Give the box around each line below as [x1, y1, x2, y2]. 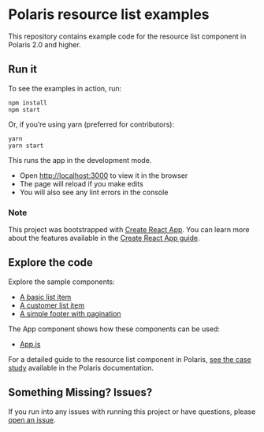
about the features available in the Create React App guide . [8, 234, 200, 243]
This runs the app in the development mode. [8, 155, 152, 164]
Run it [8, 63, 38, 76]
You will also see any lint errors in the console [19, 187, 169, 197]
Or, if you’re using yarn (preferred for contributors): [8, 120, 175, 129]
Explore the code [8, 256, 93, 269]
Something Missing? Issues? [8, 386, 153, 399]
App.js [19, 339, 41, 349]
